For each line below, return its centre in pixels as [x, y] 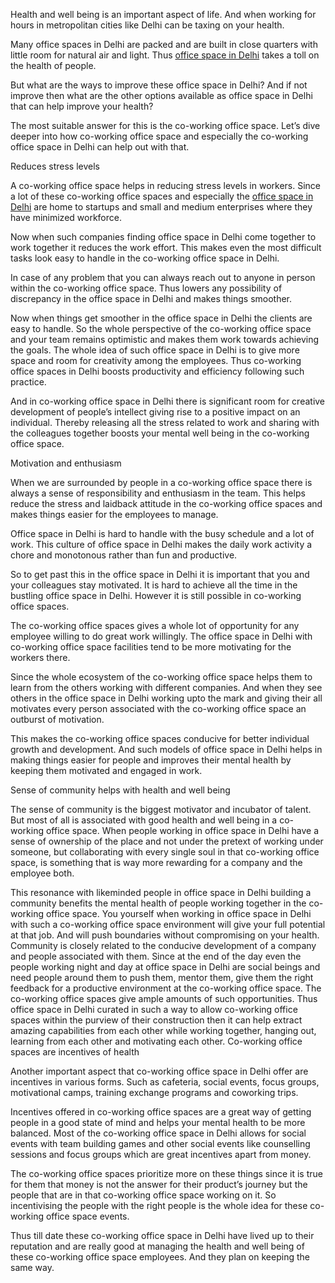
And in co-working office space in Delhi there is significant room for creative [168, 401]
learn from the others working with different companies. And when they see [166, 687]
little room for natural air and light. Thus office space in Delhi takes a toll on [165, 55]
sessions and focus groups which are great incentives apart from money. [161, 1154]
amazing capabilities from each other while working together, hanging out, [163, 1030]
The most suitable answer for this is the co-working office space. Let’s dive [165, 125]
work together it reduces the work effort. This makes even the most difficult [166, 247]
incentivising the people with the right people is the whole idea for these [159, 1205]
